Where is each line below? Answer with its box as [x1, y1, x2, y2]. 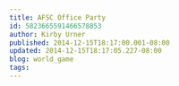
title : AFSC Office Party [9, 13, 106, 22]
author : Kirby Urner [9, 30, 87, 39]
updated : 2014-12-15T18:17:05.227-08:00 [9, 47, 163, 56]
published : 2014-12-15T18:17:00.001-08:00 [9, 38, 170, 47]
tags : [9, 64, 30, 73]
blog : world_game [9, 55, 74, 64]
